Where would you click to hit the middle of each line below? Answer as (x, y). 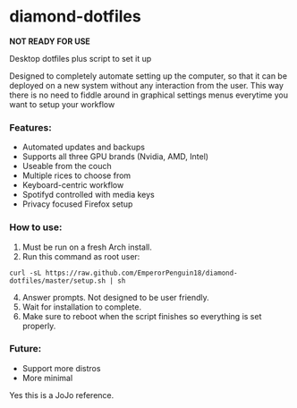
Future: (25, 349)
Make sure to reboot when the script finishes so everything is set (142, 316)
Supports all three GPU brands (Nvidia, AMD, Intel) (115, 157)
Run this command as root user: (81, 256)
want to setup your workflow (62, 104)
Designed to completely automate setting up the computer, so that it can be (148, 76)
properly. (39, 326)
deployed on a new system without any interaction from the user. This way (147, 85)
